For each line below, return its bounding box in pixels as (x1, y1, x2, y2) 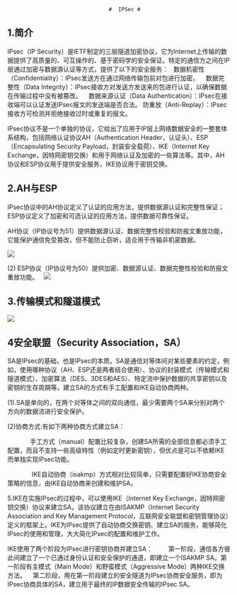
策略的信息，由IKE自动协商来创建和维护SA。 (7, 479, 137, 488)
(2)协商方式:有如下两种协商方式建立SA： (7, 422, 125, 431)
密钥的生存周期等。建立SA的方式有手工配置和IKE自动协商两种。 (7, 383, 193, 392)
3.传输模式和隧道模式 (7, 296, 100, 308)
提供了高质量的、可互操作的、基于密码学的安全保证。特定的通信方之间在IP (13, 56, 230, 65)
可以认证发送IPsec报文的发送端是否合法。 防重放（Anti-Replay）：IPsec (19, 100, 228, 109)
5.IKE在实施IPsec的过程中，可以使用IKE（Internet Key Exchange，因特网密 (7, 494, 225, 503)
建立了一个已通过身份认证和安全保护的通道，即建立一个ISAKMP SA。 (19, 553, 221, 562)
